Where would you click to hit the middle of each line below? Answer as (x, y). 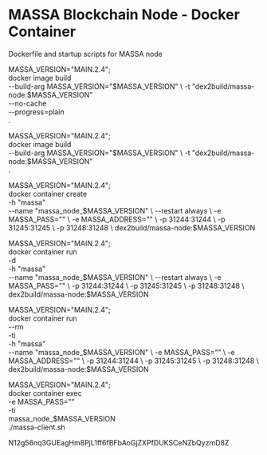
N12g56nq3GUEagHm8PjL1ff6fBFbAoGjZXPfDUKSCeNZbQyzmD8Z (119, 442)
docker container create (48, 194)
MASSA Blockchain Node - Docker (124, 15)
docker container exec (45, 393)
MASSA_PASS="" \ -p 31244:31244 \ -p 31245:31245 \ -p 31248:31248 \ (126, 285)
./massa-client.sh (37, 427)
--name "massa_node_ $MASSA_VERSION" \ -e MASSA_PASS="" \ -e (122, 352)
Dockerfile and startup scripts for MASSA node (86, 54)
